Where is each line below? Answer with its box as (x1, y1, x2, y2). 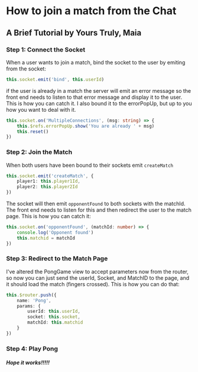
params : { (17, 303, 41, 309)
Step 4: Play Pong (6, 344, 58, 352)
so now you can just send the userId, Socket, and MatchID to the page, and (6, 274, 190, 282)
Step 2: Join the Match (6, 148, 73, 156)
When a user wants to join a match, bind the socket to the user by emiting (6, 59, 186, 66)
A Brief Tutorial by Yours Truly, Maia (6, 28, 142, 38)
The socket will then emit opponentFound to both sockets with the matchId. (6, 200, 186, 208)
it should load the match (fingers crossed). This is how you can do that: (6, 280, 180, 287)
